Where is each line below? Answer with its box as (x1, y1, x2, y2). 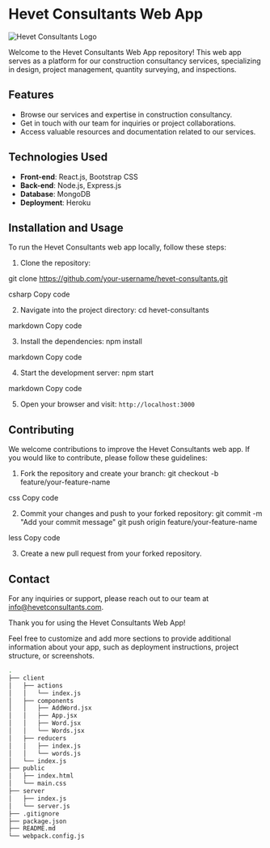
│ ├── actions (8, 681, 63, 689)
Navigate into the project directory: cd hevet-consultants (19, 305, 209, 315)
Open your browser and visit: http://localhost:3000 (19, 399, 196, 409)
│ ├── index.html (8, 772, 74, 780)
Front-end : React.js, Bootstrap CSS (19, 172, 139, 181)
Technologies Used (8, 151, 108, 164)
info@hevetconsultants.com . (8, 603, 103, 611)
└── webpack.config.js (8, 832, 85, 841)
